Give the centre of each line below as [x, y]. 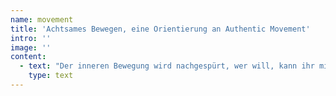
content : [28, 57]
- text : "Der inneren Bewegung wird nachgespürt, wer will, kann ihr [167, 66]
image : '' [31, 47]
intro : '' [31, 38]
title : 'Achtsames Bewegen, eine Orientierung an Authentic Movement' [160, 29]
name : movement [42, 19]
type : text [51, 76]
